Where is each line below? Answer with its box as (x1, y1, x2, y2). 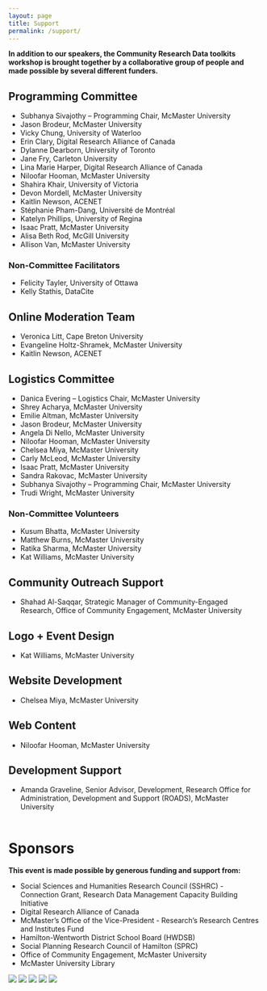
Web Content (8, 719, 77, 733)
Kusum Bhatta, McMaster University (19, 527, 140, 536)
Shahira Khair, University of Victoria (19, 179, 139, 190)
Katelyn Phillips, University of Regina (19, 214, 143, 224)
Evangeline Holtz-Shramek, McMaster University (19, 340, 183, 350)
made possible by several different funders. (8, 66, 159, 76)
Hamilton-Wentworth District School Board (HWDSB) (19, 933, 196, 943)
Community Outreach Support (8, 575, 164, 590)
